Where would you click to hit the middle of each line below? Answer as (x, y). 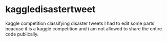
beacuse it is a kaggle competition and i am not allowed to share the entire (84, 28)
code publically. (22, 34)
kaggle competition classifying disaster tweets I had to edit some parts (80, 23)
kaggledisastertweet (50, 9)
